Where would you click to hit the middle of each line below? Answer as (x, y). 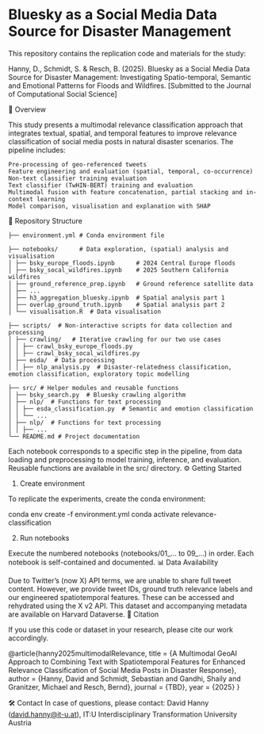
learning (51, 199)
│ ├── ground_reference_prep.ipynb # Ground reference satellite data (131, 284)
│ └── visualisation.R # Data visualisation (84, 312)
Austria (20, 722)
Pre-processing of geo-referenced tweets (78, 164)
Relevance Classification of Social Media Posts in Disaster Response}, (122, 670)
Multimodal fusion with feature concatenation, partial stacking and (126, 192)
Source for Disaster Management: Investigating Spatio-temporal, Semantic (130, 77)
